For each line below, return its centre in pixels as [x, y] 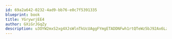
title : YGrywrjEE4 [25, 19]
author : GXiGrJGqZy [26, 24]
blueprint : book [23, 15]
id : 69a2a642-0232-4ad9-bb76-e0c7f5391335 [51, 10]
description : [19, 29]
